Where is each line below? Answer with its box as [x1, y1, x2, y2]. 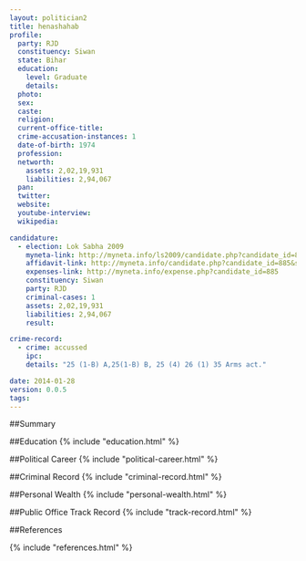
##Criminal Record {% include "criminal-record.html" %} [9, 472, 223, 483]
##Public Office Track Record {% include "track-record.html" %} [9, 507, 252, 518]
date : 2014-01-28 [9, 376, 76, 386]
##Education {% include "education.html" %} [9, 436, 179, 447]
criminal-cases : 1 [25, 293, 96, 302]
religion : [17, 115, 55, 124]
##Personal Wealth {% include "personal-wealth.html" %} [9, 489, 228, 500]
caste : [17, 107, 43, 116]
